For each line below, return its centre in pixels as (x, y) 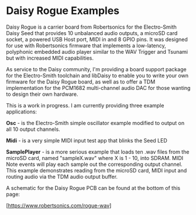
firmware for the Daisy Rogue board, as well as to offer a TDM (81, 82)
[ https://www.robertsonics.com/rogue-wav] (59, 205)
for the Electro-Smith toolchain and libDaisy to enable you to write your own (97, 75)
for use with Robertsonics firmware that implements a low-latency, (86, 46)
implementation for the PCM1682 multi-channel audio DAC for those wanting (98, 88)
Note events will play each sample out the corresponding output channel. (94, 164)
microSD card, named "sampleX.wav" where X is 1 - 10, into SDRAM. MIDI (95, 158)
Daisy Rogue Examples (63, 11)
